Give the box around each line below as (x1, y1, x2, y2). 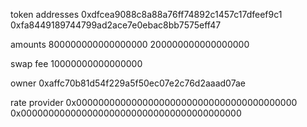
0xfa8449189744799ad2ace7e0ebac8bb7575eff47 (10, 19, 222, 31)
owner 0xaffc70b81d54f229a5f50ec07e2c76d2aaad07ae (10, 77, 246, 89)
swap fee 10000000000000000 (10, 58, 143, 69)
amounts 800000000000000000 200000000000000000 (10, 39, 250, 50)
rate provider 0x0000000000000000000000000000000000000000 (10, 97, 298, 108)
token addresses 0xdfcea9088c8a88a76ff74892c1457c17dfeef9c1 (10, 9, 283, 20)
